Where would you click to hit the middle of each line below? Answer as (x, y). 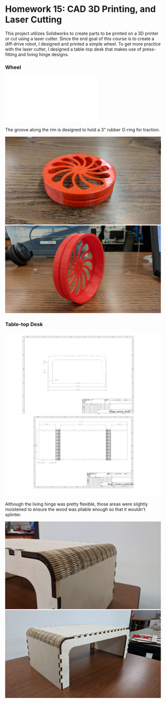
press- (149, 49)
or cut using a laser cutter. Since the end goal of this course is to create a (80, 39)
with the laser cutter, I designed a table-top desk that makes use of (73, 49)
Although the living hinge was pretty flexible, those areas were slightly (77, 504)
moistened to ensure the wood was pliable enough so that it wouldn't (75, 509)
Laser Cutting (34, 20)
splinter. (13, 514)
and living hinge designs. (43, 54)
